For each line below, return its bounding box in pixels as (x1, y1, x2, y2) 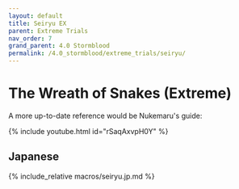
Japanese (8, 150, 59, 164)
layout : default (8, 11, 63, 20)
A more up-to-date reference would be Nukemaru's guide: (8, 111, 203, 120)
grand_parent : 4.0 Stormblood (8, 42, 111, 50)
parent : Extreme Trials (8, 27, 89, 35)
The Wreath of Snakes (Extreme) (8, 84, 232, 103)
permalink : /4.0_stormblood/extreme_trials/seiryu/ (8, 49, 186, 57)
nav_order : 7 (8, 34, 52, 43)
